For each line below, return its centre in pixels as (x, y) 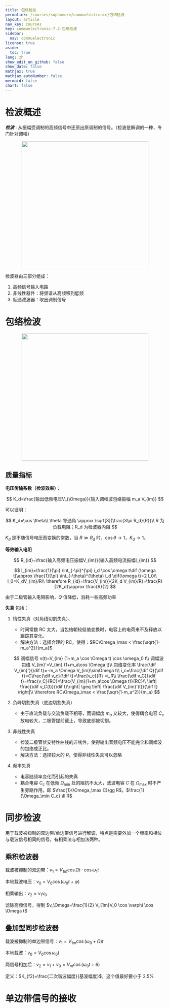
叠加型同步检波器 (32, 928)
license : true (20, 43)
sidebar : (14, 34)
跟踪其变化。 (33, 636)
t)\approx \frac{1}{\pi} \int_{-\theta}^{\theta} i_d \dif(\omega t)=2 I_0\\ (85, 576)
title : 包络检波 (21, 10)
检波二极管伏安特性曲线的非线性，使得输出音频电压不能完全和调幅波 (91, 742)
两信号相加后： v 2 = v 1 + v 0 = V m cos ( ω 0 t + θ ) (53, 965)
